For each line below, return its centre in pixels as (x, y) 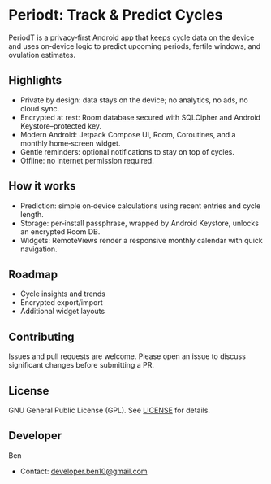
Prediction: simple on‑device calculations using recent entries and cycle (140, 206)
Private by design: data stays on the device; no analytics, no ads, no (134, 100)
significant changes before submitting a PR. (81, 365)
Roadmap (33, 274)
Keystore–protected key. (61, 126)
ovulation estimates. (42, 55)
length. (32, 214)
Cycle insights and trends (62, 294)
